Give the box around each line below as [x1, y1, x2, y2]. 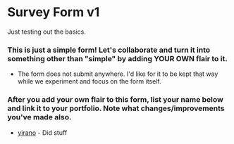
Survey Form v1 [7, 4, 100, 20]
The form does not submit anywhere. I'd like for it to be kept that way [17, 70, 218, 78]
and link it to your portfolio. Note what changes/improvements [7, 103, 225, 113]
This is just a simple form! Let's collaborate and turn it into [7, 45, 211, 55]
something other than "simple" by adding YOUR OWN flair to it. [7, 53, 228, 63]
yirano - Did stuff [17, 128, 68, 137]
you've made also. [7, 112, 72, 122]
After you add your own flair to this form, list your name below [7, 95, 223, 105]
